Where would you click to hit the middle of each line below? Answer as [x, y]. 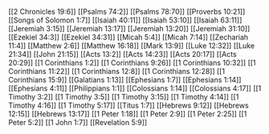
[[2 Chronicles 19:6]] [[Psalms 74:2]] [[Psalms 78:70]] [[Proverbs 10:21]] [127, 12]
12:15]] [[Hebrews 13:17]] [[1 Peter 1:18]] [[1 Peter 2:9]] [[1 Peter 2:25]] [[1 [128, 114]
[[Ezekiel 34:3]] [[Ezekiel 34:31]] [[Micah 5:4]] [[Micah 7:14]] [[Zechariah [128, 37]
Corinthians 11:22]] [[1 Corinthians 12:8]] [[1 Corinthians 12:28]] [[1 [117, 71]
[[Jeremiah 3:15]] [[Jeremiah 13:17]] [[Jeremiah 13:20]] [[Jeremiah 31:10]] [129, 28]
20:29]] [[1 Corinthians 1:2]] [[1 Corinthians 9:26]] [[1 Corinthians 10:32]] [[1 [132, 63]
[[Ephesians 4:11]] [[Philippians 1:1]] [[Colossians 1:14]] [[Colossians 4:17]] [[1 [135, 88]
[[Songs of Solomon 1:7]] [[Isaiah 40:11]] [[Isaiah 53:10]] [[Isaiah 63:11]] [125, 20]
